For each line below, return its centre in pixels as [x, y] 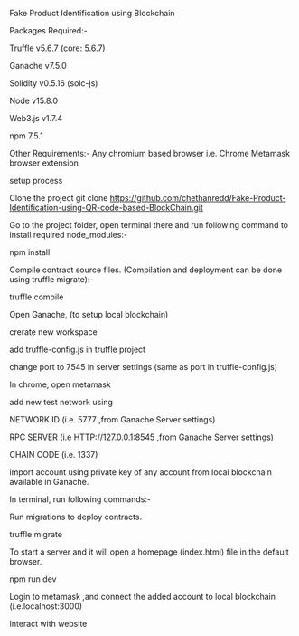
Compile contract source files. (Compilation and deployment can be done [146, 270]
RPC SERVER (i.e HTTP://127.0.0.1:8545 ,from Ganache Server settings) [141, 437]
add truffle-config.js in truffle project [78, 349]
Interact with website [48, 624]
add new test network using [61, 402]
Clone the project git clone [59, 198]
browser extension [44, 163]
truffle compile [37, 297]
